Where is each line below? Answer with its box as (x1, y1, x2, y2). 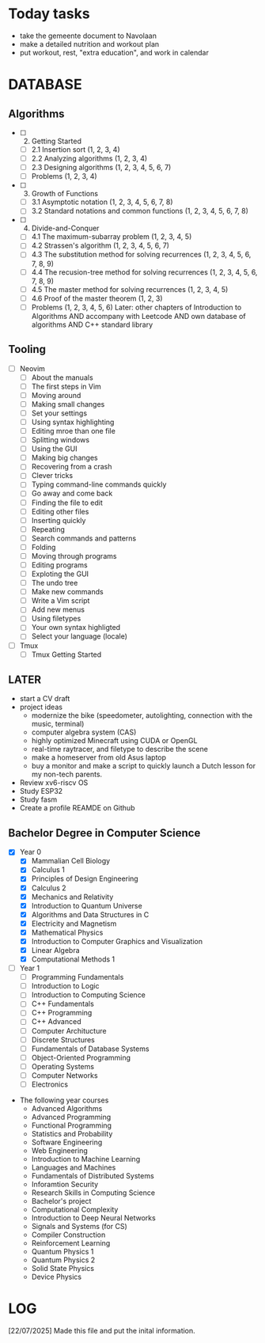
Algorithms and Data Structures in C (31, 909, 150, 919)
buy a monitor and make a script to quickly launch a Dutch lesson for (31, 761, 256, 771)
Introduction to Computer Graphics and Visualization (31, 936, 203, 946)
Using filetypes (31, 614, 81, 624)
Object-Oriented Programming (31, 1053, 131, 1062)
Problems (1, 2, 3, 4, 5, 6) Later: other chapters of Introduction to (31, 302, 242, 312)
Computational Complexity (31, 1205, 119, 1214)
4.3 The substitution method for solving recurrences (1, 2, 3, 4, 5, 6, (31, 250, 252, 260)
